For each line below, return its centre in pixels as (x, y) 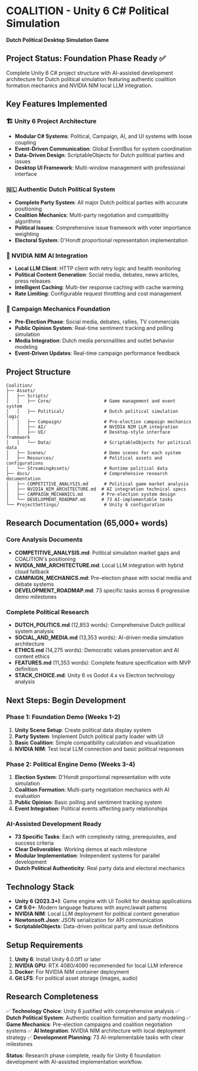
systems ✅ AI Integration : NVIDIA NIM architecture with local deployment (96, 1030)
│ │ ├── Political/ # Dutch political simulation (92, 412)
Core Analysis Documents (44, 540)
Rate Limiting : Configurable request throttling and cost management (98, 294)
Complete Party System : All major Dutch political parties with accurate (101, 202)
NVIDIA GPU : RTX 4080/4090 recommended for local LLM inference (99, 966)
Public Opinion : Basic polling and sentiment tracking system (88, 802)
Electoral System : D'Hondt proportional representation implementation (101, 240)
